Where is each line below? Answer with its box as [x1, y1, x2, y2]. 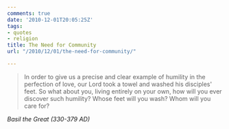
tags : [7, 23, 23, 29]
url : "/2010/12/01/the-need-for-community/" [7, 48, 136, 55]
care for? [23, 102, 50, 110]
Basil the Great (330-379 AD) [7, 115, 91, 123]
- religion [7, 35, 38, 42]
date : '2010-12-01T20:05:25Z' [7, 16, 94, 23]
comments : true [7, 10, 51, 17]
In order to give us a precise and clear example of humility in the [23, 72, 206, 81]
